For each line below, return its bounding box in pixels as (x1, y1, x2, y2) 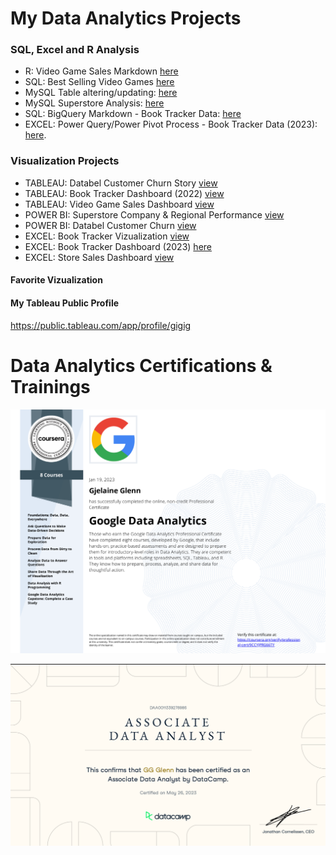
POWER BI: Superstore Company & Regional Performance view (24, 208, 285, 221)
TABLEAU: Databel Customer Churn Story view (24, 177, 218, 189)
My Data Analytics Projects (10, 7, 242, 30)
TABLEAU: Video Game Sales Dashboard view (24, 198, 215, 210)
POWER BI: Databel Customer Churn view (24, 219, 197, 231)
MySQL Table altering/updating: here (24, 87, 178, 99)
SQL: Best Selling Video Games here (24, 76, 175, 88)
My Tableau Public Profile (10, 297, 120, 309)
